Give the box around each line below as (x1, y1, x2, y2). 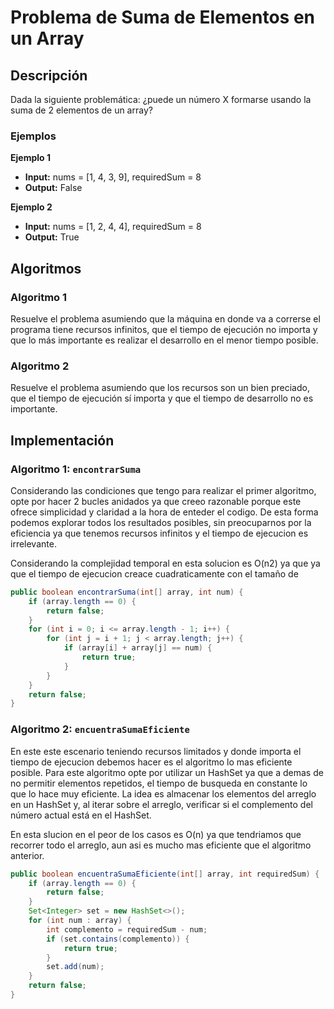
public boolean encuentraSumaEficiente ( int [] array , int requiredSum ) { (10, 869, 320, 879)
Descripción (10, 67, 88, 84)
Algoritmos (10, 260, 82, 277)
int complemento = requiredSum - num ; (46, 924, 208, 935)
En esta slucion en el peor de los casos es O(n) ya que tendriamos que (10, 828, 302, 840)
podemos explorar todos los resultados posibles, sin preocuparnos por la (10, 516, 312, 528)
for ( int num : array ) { (28, 916, 132, 926)
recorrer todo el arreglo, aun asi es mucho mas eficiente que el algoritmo (10, 839, 312, 851)
